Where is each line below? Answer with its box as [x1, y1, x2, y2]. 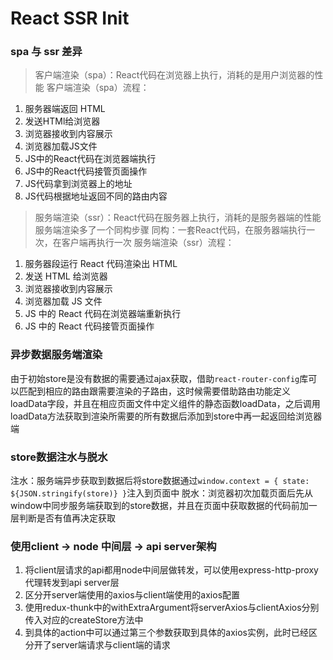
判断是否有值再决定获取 [18, 512, 116, 524]
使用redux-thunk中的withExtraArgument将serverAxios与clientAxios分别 [24, 602, 320, 614]
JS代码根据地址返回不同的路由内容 [24, 190, 168, 202]
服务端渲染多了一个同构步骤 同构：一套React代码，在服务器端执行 [34, 224, 307, 236]
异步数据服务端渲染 [10, 348, 103, 362]
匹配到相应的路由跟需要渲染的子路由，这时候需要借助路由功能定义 [18, 385, 291, 397]
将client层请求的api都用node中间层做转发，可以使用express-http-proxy [24, 564, 319, 576]
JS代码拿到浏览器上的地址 [24, 178, 133, 190]
